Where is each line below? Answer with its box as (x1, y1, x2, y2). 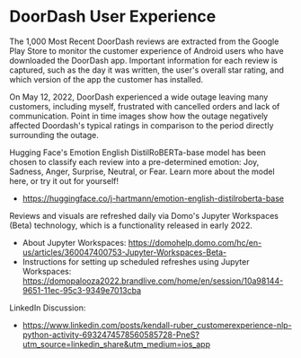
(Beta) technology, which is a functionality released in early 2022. (9, 220, 253, 231)
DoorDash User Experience (9, 6, 217, 27)
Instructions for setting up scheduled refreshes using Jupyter (22, 256, 250, 266)
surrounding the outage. (9, 129, 99, 140)
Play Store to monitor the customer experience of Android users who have (9, 45, 285, 56)
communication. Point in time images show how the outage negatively (9, 110, 269, 121)
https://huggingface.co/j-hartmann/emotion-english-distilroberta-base (22, 193, 285, 204)
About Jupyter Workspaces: (22, 237, 127, 248)
